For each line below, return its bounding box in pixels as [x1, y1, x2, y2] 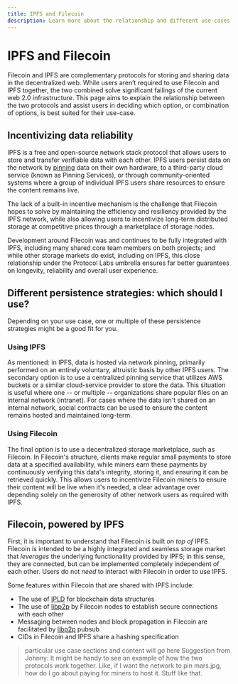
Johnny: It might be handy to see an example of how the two [24, 654, 202, 663]
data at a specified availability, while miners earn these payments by [7, 460, 207, 469]
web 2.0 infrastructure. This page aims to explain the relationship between [7, 94, 225, 102]
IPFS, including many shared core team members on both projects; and [7, 244, 216, 252]
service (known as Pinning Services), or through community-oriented [7, 171, 210, 180]
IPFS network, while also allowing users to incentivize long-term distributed [7, 215, 229, 224]
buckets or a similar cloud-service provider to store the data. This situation [7, 381, 226, 389]
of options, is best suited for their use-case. [7, 109, 136, 117]
